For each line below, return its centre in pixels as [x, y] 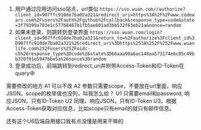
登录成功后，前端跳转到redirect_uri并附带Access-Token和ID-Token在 [99, 66]
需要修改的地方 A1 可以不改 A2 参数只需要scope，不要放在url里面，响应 [94, 86]
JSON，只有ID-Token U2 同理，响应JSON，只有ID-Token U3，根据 [94, 101]
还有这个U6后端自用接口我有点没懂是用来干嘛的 [65, 121]
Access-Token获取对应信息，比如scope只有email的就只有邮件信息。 [90, 108]
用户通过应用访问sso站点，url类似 [57, 9]
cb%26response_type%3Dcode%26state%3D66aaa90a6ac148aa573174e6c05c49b [105, 54]
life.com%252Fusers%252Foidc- [53, 49]
